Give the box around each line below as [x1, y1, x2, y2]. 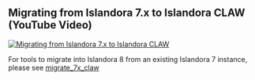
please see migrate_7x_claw [8, 63, 100, 72]
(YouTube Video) [8, 19, 92, 32]
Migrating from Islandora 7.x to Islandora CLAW [8, 6, 246, 20]
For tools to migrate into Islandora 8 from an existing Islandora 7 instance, [8, 54, 248, 64]
